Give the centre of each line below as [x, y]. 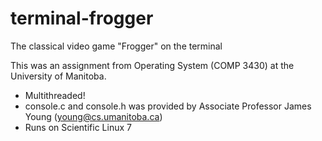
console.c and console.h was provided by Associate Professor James [168, 106]
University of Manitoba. [58, 76]
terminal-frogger [82, 18]
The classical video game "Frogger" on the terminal [116, 46]
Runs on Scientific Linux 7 [78, 127]
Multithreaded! [55, 95]
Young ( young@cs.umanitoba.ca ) [93, 116]
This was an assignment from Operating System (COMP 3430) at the [152, 65]
